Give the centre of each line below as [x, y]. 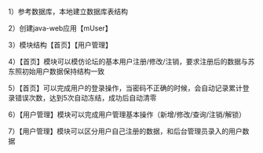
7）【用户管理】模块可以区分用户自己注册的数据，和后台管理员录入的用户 [125, 131]
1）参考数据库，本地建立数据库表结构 [68, 11]
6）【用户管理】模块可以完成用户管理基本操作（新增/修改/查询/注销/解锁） [127, 115]
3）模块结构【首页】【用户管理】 [60, 45]
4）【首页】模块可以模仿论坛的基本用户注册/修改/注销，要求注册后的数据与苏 [131, 62]
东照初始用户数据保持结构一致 [56, 71]
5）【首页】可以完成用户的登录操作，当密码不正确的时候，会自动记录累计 [126, 88]
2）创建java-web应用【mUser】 [60, 28]
